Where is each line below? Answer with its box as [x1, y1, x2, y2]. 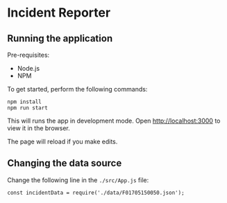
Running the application [7, 33, 113, 44]
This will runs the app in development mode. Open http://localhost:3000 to [7, 116, 221, 125]
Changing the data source [7, 157, 122, 169]
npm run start [7, 105, 49, 112]
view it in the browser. [7, 124, 71, 132]
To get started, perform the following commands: [7, 85, 148, 93]
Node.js [17, 64, 40, 72]
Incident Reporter [7, 5, 111, 21]
